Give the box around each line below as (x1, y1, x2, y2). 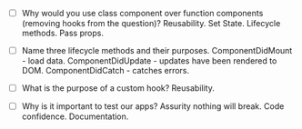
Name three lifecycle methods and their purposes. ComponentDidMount (21, 45, 293, 56)
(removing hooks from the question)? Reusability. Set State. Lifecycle (21, 18, 281, 29)
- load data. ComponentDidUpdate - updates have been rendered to (21, 55, 277, 66)
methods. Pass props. (21, 27, 104, 39)
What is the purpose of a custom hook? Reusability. (21, 83, 215, 94)
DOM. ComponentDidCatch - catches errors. (21, 65, 190, 76)
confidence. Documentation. (21, 111, 129, 122)
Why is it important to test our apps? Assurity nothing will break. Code (21, 101, 285, 112)
